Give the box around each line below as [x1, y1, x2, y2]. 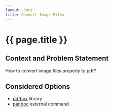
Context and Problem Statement [5, 54, 109, 63]
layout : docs [5, 7, 33, 13]
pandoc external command [12, 101, 69, 107]
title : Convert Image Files [5, 12, 65, 17]
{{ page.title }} [5, 34, 68, 46]
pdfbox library [12, 96, 43, 102]
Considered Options [5, 82, 70, 91]
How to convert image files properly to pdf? [5, 67, 96, 73]
